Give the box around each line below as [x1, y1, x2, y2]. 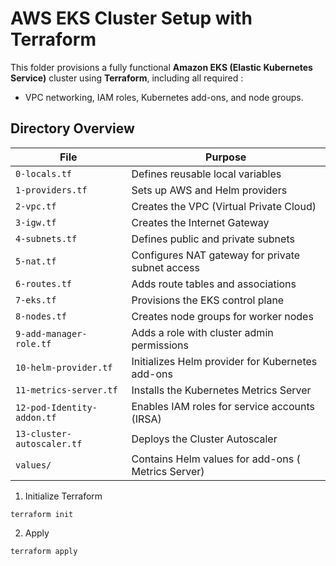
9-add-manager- [15, 328, 88, 339]
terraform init [10, 509, 74, 519]
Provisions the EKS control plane [131, 293, 285, 307]
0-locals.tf [15, 168, 73, 179]
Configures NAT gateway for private [131, 248, 301, 262]
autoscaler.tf [15, 438, 83, 449]
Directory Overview [10, 120, 135, 137]
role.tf [15, 338, 52, 349]
